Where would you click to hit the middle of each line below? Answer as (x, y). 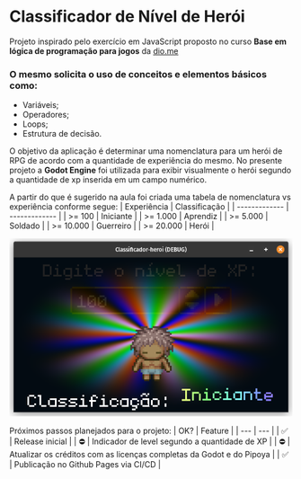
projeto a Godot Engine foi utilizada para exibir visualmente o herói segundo (150, 170)
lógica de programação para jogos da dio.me (94, 50)
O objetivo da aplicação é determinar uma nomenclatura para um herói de (146, 151)
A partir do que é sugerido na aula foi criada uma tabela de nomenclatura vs (150, 197)
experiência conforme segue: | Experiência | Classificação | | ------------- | (149, 207)
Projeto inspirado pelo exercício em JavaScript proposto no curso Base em (148, 41)
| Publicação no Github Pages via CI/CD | (85, 465)
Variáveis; (40, 105)
